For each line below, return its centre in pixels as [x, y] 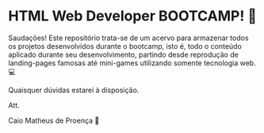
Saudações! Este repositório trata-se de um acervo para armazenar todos [128, 38]
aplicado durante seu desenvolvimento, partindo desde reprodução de [124, 54]
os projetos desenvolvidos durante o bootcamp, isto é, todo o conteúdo [125, 46]
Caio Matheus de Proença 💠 [54, 120]
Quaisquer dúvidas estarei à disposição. [74, 90]
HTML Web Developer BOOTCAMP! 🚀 [133, 16]
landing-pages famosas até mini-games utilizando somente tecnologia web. [132, 63]
